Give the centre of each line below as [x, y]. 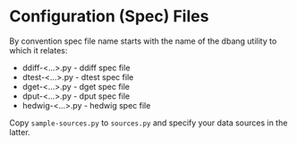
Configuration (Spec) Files [109, 16]
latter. [20, 132]
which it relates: [38, 50]
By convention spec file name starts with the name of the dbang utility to [143, 41]
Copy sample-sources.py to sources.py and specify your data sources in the [148, 123]
